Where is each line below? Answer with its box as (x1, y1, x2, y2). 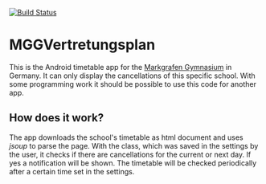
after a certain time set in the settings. (9, 166, 135, 176)
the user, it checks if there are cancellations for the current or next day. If (9, 149, 252, 159)
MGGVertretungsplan (9, 36, 156, 54)
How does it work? (9, 111, 104, 125)
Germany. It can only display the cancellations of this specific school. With (9, 71, 256, 80)
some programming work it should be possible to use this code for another (9, 79, 256, 88)
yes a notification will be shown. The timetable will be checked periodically (9, 157, 257, 168)
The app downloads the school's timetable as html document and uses (9, 133, 243, 142)
